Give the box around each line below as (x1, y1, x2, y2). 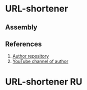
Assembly (5, 23, 37, 31)
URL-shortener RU (5, 76, 82, 87)
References (5, 39, 42, 48)
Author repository (12, 53, 49, 59)
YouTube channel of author (12, 58, 68, 64)
